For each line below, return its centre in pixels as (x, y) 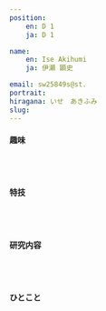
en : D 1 (40, 26)
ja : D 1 (40, 35)
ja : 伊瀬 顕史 (50, 68)
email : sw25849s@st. (48, 85)
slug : (19, 110)
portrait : (28, 93)
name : (19, 51)
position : (28, 18)
